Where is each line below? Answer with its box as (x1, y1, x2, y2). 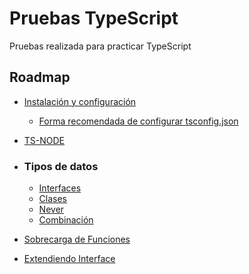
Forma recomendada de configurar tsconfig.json (38, 115, 239, 127)
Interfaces (38, 182, 82, 194)
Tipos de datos (23, 159, 99, 173)
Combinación (38, 214, 94, 226)
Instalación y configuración (23, 95, 137, 107)
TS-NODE (23, 134, 66, 146)
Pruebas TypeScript (9, 7, 179, 30)
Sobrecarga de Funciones (23, 233, 131, 246)
